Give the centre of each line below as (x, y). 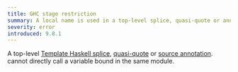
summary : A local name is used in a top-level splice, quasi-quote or (114, 20)
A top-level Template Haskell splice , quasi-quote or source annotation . (110, 54)
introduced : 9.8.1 (34, 34)
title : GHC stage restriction (52, 14)
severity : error (31, 27)
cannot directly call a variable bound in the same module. (91, 61)
